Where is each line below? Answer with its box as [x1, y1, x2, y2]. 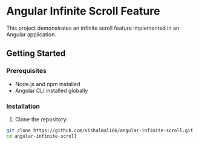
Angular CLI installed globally [15, 87, 88, 94]
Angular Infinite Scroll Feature [6, 4, 160, 18]
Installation [6, 102, 41, 110]
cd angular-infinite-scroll [6, 133, 77, 139]
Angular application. [6, 30, 56, 38]
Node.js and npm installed [15, 80, 80, 87]
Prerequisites [6, 67, 47, 75]
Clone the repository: [15, 115, 68, 123]
